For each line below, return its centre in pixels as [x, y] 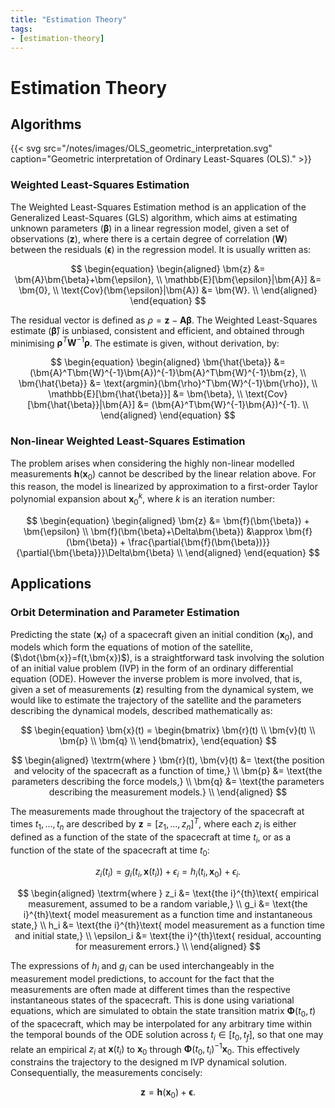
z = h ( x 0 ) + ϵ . [168, 1093]
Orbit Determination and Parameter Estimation [125, 613]
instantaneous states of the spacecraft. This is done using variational [152, 1000]
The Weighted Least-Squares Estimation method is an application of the [158, 207]
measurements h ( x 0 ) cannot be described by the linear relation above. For [163, 474]
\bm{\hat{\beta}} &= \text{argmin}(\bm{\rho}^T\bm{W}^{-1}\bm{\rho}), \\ [168, 383]
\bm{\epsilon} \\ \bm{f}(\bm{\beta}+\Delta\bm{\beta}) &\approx [153, 531]
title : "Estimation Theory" [69, 19]
